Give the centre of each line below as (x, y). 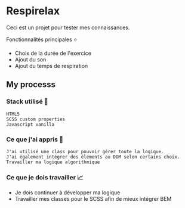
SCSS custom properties (36, 119)
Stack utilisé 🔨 (27, 101)
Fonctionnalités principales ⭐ (42, 39)
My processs (31, 85)
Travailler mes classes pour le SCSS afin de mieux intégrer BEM (93, 199)
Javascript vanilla (30, 124)
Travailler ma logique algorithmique (53, 162)
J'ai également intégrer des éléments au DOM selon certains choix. (93, 157)
